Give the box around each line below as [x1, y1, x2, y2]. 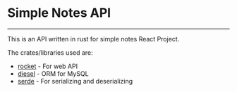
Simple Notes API [7, 5, 111, 21]
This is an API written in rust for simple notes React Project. [7, 34, 180, 43]
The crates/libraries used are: [7, 48, 93, 57]
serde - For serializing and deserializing [17, 77, 133, 85]
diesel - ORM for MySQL [17, 69, 90, 78]
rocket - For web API [17, 62, 78, 70]
